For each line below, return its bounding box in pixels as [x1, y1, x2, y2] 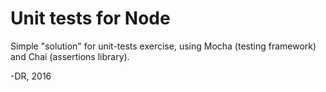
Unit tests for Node [10, 7, 171, 30]
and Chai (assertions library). [10, 50, 130, 62]
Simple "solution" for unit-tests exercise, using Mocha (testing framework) [10, 40, 317, 52]
